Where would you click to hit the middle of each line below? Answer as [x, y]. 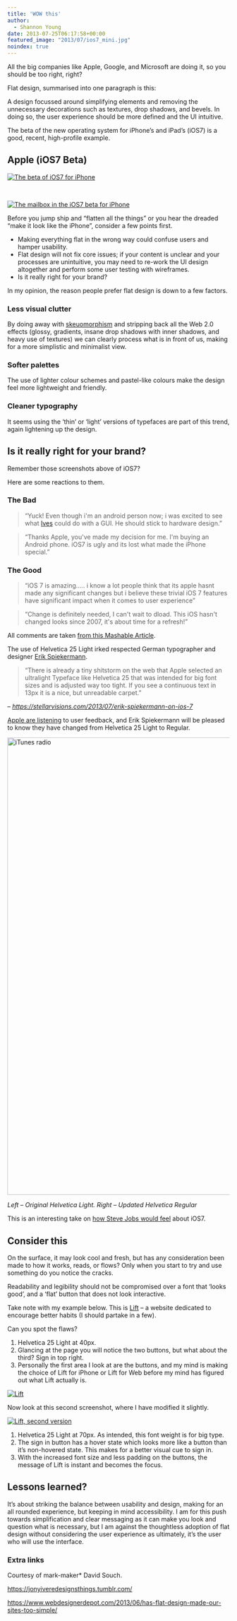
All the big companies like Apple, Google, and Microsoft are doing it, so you [117, 67]
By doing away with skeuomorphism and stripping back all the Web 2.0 [110, 324]
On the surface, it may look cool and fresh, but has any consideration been [116, 1257]
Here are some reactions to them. [56, 482]
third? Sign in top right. [51, 1358]
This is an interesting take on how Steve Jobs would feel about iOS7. [107, 1218]
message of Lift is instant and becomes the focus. [90, 1465]
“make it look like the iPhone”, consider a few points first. [90, 225]
